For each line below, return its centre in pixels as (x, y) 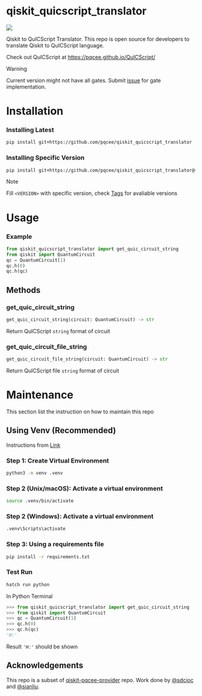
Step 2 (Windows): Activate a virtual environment (80, 517)
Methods (23, 290)
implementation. (26, 87)
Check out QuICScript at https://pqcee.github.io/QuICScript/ (81, 57)
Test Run (20, 572)
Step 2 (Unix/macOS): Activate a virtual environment (85, 488)
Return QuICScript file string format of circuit (63, 371)
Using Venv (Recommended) (61, 430)
